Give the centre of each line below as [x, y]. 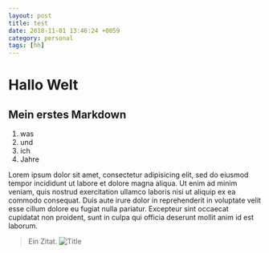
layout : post [30, 16]
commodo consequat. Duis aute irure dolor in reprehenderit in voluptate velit [134, 200]
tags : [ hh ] [26, 46]
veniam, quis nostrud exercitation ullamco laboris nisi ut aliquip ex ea [122, 192]
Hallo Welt [43, 85]
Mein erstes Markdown [67, 114]
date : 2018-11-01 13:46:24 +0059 [64, 30]
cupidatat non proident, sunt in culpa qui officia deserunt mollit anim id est [131, 218]
